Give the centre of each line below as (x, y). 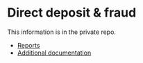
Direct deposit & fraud (72, 13)
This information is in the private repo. (62, 32)
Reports (28, 45)
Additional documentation (54, 53)
